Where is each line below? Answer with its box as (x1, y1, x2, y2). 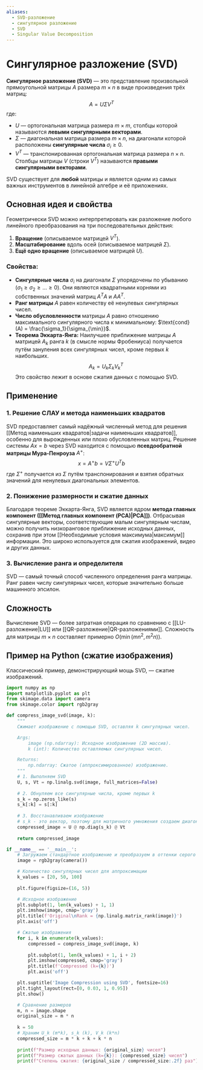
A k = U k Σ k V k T (88, 361, 124, 372)
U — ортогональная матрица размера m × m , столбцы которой (14, 121, 178, 129)
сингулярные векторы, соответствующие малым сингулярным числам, (6, 518, 192, 526)
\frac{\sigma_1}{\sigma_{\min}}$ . (29, 324, 111, 332)
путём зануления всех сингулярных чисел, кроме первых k (14, 346, 169, 353)
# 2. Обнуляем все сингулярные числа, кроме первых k (17, 790, 155, 796)
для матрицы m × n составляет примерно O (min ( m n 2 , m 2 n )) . (6, 632, 162, 640)
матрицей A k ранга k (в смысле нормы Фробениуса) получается (14, 338, 182, 346)
